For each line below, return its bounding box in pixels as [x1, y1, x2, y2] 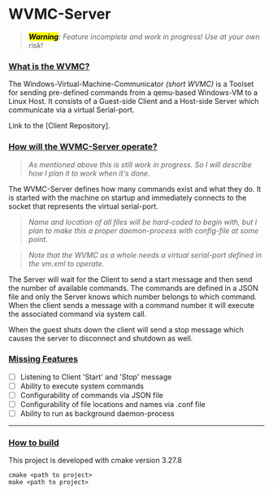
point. [28, 234, 49, 244]
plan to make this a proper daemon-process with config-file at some [28, 225, 259, 236]
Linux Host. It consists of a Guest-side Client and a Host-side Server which [8, 97, 259, 106]
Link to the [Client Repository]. [8, 121, 111, 131]
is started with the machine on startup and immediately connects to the [8, 193, 247, 202]
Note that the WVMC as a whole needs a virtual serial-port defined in [28, 249, 262, 260]
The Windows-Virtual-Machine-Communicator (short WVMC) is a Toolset [8, 79, 254, 89]
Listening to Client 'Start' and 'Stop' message [19, 371, 172, 382]
